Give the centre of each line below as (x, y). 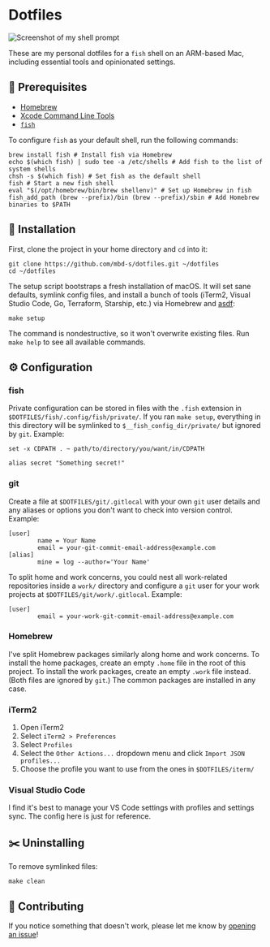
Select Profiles (46, 745)
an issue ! (24, 935)
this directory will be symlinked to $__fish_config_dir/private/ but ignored (135, 426)
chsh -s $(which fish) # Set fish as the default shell (105, 176)
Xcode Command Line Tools (67, 115)
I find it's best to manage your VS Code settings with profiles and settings (131, 808)
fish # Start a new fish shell (61, 183)
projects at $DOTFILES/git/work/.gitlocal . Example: (95, 594)
